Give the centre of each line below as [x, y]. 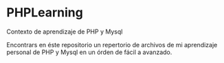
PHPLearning [45, 13]
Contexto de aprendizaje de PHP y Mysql [65, 32]
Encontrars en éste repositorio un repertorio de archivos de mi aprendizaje [112, 45]
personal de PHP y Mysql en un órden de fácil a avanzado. [89, 52]
